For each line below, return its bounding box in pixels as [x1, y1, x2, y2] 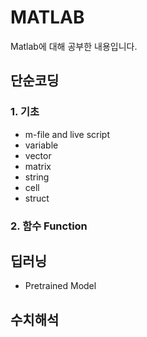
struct [24, 192, 50, 204]
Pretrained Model [24, 280, 97, 292]
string [24, 171, 50, 183]
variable [24, 139, 59, 151]
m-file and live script [24, 128, 111, 140]
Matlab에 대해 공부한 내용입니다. [10, 40, 138, 52]
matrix [24, 160, 52, 172]
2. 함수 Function [10, 219, 88, 233]
